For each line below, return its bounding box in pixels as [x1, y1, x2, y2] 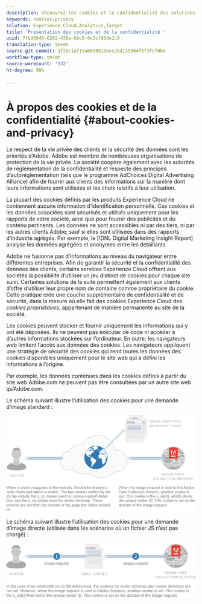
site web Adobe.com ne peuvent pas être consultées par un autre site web [6, 379, 192, 386]
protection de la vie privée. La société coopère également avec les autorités [6, 159, 195, 166]
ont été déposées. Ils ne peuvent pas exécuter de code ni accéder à [6, 329, 175, 336]
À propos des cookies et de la [6, 100, 157, 114]
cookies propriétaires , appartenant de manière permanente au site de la [6, 304, 185, 311]
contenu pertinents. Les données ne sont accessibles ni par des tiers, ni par [6, 222, 195, 229]
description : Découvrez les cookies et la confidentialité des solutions [6, 10, 196, 16]
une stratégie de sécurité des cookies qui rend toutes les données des [6, 348, 181, 355]
